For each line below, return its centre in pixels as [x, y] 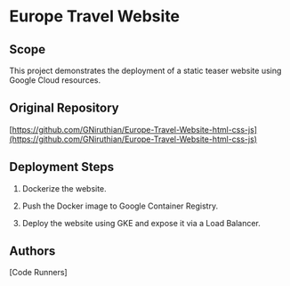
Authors [32, 251]
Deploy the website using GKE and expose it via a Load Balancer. [141, 223]
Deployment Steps [61, 167]
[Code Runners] [39, 273]
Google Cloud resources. [55, 80]
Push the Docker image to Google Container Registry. [120, 206]
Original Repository [64, 108]
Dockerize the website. [64, 188]
